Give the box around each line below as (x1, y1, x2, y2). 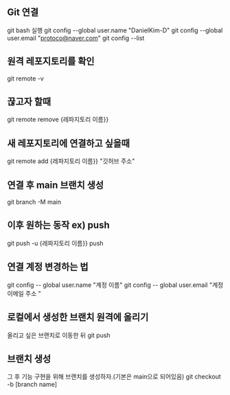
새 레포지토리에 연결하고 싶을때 (7, 137, 130, 149)
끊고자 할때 (7, 96, 51, 108)
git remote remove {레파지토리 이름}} (7, 116, 109, 124)
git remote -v (7, 74, 45, 83)
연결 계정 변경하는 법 (7, 261, 89, 273)
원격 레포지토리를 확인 (7, 56, 95, 67)
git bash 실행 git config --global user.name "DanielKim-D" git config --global (7, 26, 223, 34)
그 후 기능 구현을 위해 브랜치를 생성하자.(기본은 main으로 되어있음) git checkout (7, 372, 221, 381)
